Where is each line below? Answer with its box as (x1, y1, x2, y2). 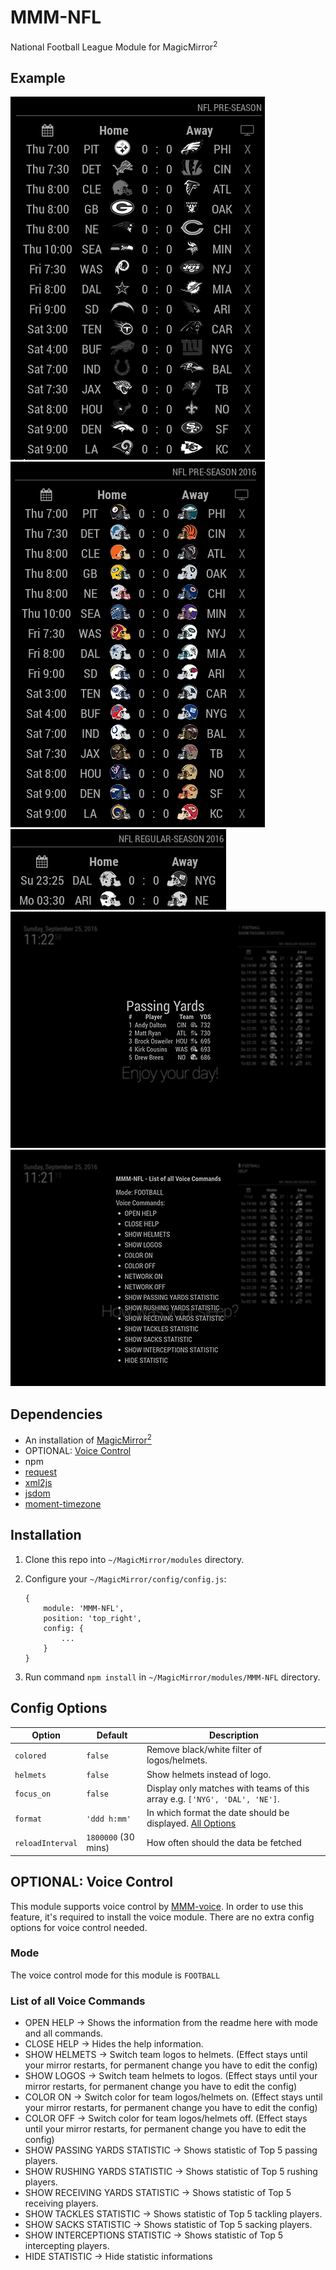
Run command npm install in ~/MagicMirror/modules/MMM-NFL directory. (24, 1671, 321, 1683)
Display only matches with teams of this (146, 1782, 310, 1794)
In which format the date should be (146, 1807, 290, 1818)
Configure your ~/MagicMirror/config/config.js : (24, 1572, 227, 1585)
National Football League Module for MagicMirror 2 (10, 39, 218, 53)
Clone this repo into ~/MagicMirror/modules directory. (24, 1553, 245, 1565)
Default (96, 1729, 128, 1741)
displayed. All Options (146, 1817, 237, 1829)
